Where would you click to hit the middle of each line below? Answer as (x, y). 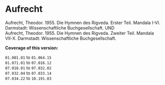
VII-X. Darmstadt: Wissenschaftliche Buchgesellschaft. (61, 38)
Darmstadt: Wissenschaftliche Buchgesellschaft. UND (60, 28)
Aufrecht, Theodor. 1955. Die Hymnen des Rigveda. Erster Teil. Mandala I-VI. (83, 23)
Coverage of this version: (32, 48)
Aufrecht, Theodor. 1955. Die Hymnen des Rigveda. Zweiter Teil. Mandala (80, 33)
